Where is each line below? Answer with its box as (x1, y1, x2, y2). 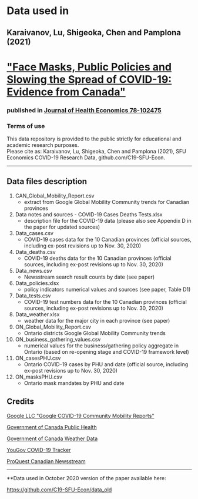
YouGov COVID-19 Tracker (6, 446, 71, 453)
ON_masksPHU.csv (15, 373, 63, 380)
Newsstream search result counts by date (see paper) (24, 273, 155, 280)
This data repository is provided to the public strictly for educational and (6, 135, 182, 142)
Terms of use (6, 122, 45, 130)
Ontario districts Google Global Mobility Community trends (24, 329, 166, 336)
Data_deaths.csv (15, 248, 56, 255)
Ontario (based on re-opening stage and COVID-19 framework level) (24, 348, 190, 355)
